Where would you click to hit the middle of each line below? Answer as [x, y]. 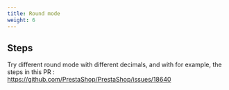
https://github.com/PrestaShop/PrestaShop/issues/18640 [89, 80]
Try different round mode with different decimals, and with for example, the [114, 65]
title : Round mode [34, 13]
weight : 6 [22, 20]
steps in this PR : [31, 72]
